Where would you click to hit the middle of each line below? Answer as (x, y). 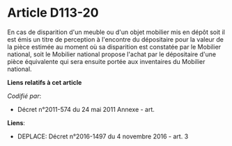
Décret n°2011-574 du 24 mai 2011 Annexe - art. (86, 109)
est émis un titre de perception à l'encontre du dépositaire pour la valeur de (116, 39)
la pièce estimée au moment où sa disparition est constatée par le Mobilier (114, 47)
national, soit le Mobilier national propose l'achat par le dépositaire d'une (112, 54)
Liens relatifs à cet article (45, 82)
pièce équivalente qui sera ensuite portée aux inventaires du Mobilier (106, 61)
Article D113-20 (53, 13)
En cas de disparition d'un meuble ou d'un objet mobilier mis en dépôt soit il (116, 32)
